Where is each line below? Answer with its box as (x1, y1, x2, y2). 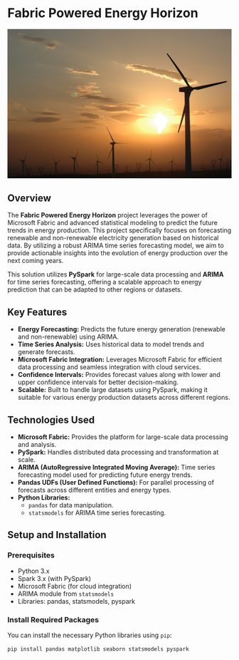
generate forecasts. (17, 348, 76, 356)
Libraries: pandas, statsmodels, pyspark (17, 597, 135, 605)
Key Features (7, 306, 68, 318)
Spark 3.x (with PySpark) (17, 574, 91, 582)
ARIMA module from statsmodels (17, 589, 115, 598)
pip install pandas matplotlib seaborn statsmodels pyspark (7, 646, 190, 653)
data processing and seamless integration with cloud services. (17, 363, 201, 371)
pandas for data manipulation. (28, 501, 114, 510)
